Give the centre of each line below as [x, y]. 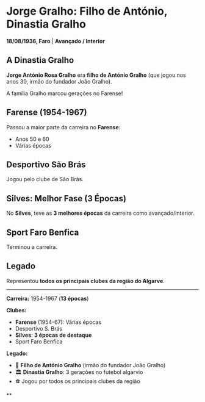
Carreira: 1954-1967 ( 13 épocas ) [48, 298]
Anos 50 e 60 [32, 139]
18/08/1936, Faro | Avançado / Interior [56, 41]
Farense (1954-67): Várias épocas [58, 322]
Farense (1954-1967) [47, 113]
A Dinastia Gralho [40, 60]
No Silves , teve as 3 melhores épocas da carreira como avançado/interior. [100, 213]
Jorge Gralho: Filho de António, [87, 11]
